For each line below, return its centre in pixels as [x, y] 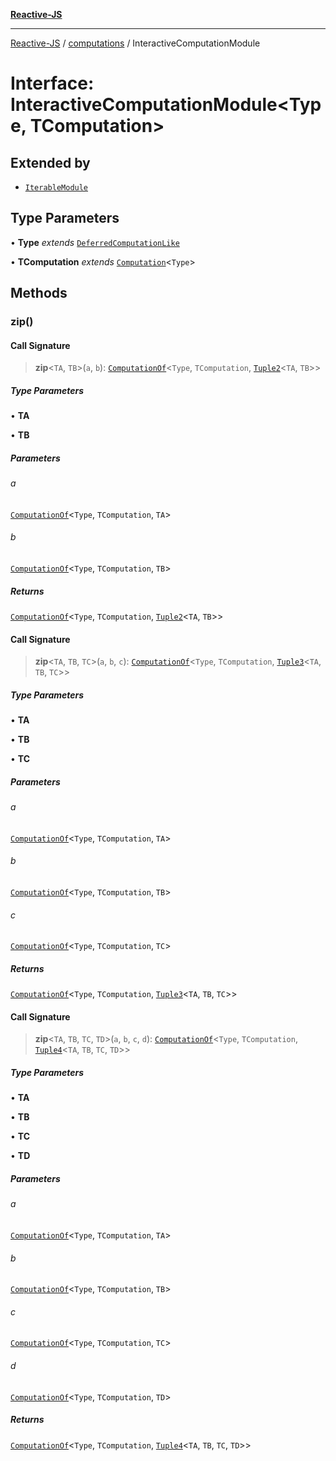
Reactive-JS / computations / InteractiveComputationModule [135, 43]
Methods [39, 293]
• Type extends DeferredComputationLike [95, 242]
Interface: [52, 83]
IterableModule [56, 188]
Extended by [50, 162]
